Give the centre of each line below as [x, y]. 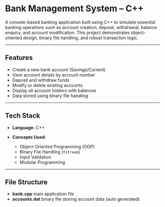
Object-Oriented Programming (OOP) [57, 146]
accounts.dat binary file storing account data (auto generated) [76, 199]
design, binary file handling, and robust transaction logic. [81, 38]
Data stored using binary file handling [50, 96]
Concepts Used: [29, 137]
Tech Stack [23, 116]
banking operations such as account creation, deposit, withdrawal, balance [81, 27]
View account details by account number [54, 75]
